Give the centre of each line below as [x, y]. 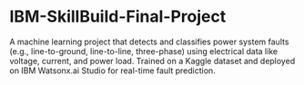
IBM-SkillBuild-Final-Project [118, 17]
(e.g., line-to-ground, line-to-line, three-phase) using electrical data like [144, 51]
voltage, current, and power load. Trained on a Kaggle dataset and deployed [152, 61]
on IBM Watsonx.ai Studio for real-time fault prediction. [112, 71]
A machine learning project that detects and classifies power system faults [149, 42]
